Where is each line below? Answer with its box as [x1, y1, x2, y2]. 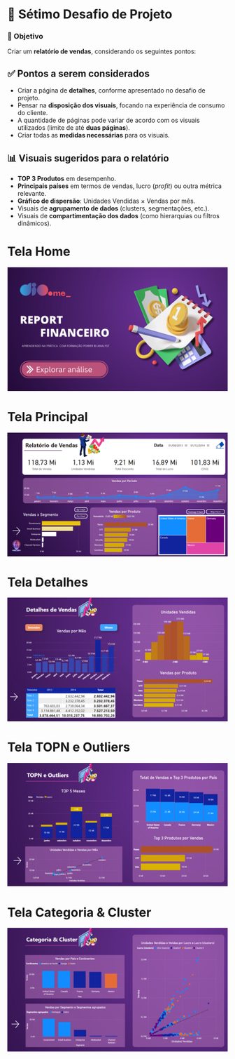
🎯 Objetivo [7, 32, 43, 41]
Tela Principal [7, 408, 89, 425]
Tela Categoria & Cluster [7, 905, 152, 920]
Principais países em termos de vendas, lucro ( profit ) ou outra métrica [17, 182, 222, 190]
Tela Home [7, 244, 71, 260]
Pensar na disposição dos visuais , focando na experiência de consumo [17, 101, 225, 109]
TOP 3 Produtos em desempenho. [17, 175, 117, 183]
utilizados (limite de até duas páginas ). [17, 124, 131, 132]
